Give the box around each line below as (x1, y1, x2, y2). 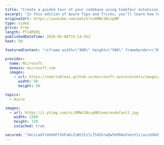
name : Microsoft (9, 61, 42, 66)
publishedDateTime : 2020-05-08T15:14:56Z (5, 35, 91, 39)
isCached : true (14, 124, 45, 129)
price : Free (5, 25, 29, 30)
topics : (5, 92, 21, 97)
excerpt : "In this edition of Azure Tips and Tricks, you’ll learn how (5, 12, 154, 17)
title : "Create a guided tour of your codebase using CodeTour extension (5, 7, 159, 12)
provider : (5, 56, 25, 61)
